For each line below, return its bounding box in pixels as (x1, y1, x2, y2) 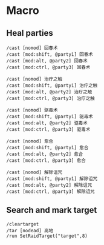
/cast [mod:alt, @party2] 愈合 (6, 151, 83, 157)
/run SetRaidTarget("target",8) (6, 233, 88, 239)
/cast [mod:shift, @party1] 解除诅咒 (6, 176, 98, 182)
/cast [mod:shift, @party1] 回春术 (6, 52, 93, 58)
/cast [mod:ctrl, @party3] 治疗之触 (6, 95, 95, 101)
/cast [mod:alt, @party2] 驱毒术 (6, 120, 88, 126)
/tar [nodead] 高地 (6, 227, 54, 233)
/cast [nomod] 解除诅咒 (6, 169, 62, 175)
